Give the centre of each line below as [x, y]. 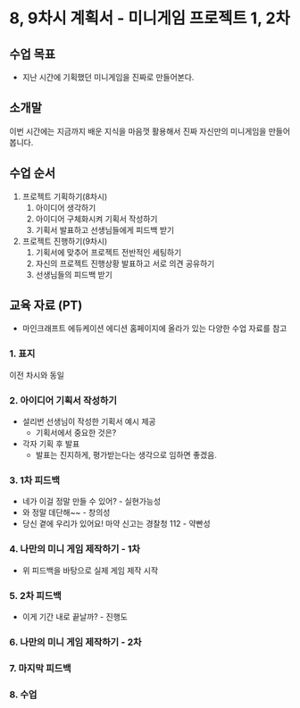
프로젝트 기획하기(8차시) [65, 196]
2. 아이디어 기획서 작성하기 [63, 400]
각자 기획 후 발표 [51, 444]
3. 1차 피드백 [35, 480]
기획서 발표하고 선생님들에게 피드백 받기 [105, 229]
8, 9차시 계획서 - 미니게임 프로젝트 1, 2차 [150, 18]
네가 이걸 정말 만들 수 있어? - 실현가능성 [92, 502]
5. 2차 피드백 [36, 596]
